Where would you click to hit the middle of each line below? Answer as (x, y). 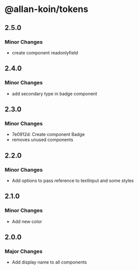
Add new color (27, 221)
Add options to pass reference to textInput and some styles (73, 180)
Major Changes (24, 251)
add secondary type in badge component (55, 93)
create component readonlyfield (45, 52)
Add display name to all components (49, 262)
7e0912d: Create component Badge (48, 134)
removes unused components (42, 140)
